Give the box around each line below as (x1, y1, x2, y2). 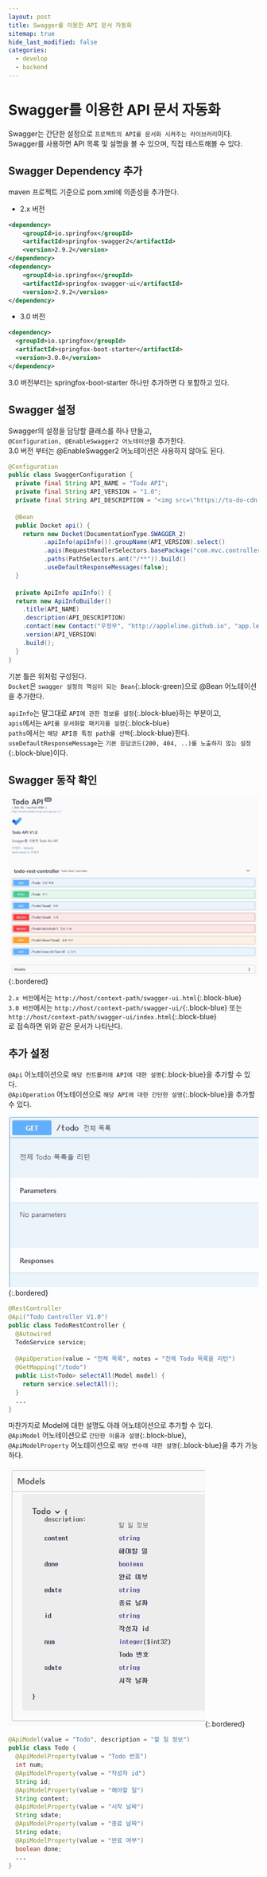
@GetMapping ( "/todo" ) (15, 1363, 87, 1371)
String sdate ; (15, 1812, 62, 1820)
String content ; (15, 1794, 69, 1803)
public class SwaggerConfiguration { (8, 471, 133, 479)
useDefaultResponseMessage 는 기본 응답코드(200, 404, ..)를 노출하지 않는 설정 (8, 737, 252, 748)
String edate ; (15, 1828, 62, 1836)
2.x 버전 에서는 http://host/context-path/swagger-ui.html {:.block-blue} (8, 992, 242, 1003)
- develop (15, 55, 48, 63)
